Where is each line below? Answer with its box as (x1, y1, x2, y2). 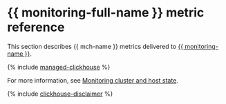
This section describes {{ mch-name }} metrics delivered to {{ (7, 42, 184, 50)
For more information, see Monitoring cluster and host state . (7, 76, 178, 84)
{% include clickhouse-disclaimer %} (7, 90, 113, 98)
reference (7, 19, 65, 35)
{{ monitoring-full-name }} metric (7, 5, 205, 21)
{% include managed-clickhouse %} (7, 63, 111, 71)
